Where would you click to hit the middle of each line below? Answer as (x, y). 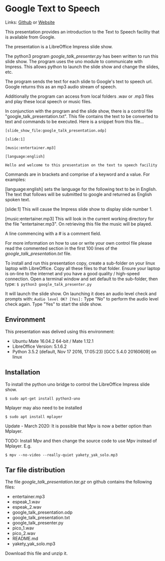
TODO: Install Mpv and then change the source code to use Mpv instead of (81, 441)
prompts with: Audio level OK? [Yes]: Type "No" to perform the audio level (82, 299)
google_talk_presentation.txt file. (38, 253)
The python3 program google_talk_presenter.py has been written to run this (82, 56)
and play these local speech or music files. (49, 101)
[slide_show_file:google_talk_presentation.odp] (56, 131)
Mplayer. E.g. (18, 446)
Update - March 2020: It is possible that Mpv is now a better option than (78, 426)
